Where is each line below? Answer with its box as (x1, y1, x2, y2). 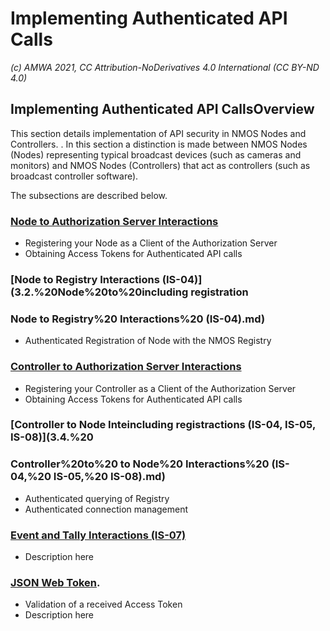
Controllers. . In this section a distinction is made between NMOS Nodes (10, 138, 308, 150)
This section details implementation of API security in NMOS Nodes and (10, 127, 307, 139)
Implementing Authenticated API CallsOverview (10, 101, 315, 118)
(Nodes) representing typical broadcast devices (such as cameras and (10, 148, 302, 161)
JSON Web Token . (10, 576, 101, 589)
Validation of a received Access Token (24, 598, 183, 611)
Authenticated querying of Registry (24, 492, 170, 504)
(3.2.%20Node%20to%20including (10, 285, 189, 299)
